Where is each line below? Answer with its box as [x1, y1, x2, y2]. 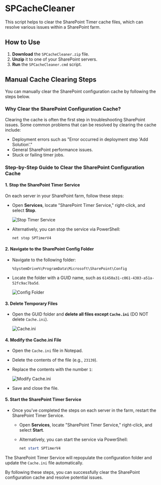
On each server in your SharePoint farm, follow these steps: [5, 193, 124, 199]
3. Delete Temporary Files [5, 301, 58, 306]
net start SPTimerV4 [19, 446, 61, 451]
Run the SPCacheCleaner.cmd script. [12, 61, 82, 67]
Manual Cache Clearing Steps [5, 76, 97, 84]
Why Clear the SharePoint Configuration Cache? [5, 105, 121, 112]
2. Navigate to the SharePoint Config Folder [5, 246, 94, 252]
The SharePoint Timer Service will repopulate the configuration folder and [5, 454, 152, 460]
